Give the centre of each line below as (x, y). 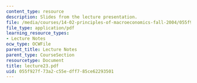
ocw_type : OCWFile (28, 44)
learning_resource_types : (38, 33)
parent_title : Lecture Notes (42, 50)
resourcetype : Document (35, 60)
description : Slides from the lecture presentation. (72, 17)
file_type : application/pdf (40, 28)
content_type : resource (35, 11)
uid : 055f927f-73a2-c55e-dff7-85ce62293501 (60, 71)
